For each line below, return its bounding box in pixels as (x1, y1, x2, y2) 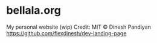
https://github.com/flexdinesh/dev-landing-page (6, 29, 127, 36)
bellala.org (6, 4, 62, 17)
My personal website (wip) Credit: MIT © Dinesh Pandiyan (6, 23, 152, 30)
